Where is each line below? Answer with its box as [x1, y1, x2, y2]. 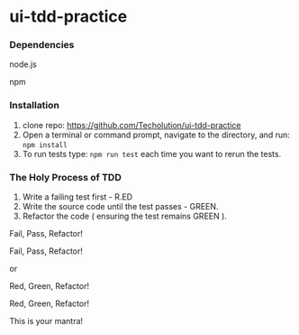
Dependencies [9, 39, 75, 51]
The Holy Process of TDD [9, 171, 122, 183]
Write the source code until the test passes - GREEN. [22, 201, 219, 212]
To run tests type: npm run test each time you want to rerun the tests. [22, 148, 282, 159]
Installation [9, 99, 60, 112]
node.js [9, 59, 38, 70]
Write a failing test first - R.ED [22, 191, 133, 202]
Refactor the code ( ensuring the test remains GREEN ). [22, 210, 228, 222]
